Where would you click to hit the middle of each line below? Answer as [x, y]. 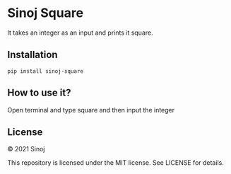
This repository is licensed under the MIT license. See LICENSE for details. [115, 163]
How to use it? [39, 93]
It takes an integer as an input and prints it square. [80, 33]
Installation [32, 55]
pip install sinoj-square [45, 71]
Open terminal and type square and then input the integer [91, 110]
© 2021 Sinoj [26, 149]
